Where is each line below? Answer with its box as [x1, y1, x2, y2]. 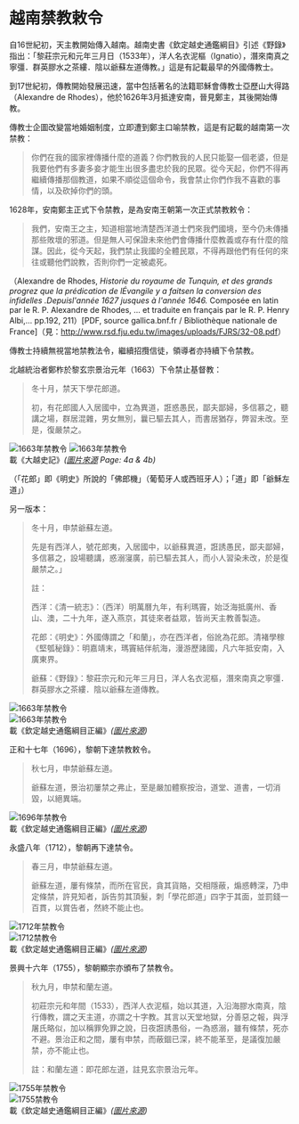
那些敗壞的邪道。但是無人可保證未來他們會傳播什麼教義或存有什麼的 [30, 234, 281, 245]
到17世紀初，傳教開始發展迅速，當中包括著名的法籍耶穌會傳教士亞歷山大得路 [9, 80, 290, 91]
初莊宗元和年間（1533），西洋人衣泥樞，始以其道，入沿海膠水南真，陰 [30, 1000, 287, 1011]
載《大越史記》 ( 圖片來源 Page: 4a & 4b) [9, 454, 157, 464]
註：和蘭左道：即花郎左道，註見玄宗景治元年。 [30, 1063, 203, 1074]
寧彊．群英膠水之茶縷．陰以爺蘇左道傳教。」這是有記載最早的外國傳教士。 [9, 62, 279, 72]
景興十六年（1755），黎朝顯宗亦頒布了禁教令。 [9, 962, 179, 972]
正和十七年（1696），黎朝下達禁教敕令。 [9, 743, 156, 754]
